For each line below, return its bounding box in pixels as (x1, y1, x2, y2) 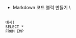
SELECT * (5, 24, 24, 29)
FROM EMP (5, 29, 24, 34)
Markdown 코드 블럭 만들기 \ (12, 5, 71, 10)
